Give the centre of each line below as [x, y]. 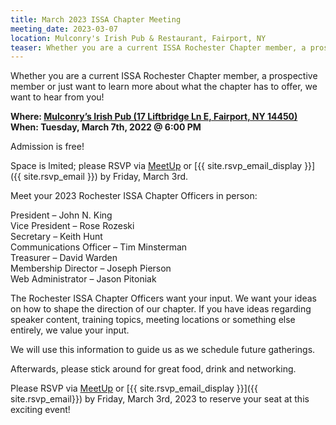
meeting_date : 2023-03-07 [64, 29]
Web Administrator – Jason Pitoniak [83, 279]
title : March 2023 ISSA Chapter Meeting [96, 19]
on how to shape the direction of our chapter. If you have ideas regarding [161, 309]
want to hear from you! [57, 97]
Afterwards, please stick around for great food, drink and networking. [153, 369]
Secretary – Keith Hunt [56, 237]
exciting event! [40, 410]
